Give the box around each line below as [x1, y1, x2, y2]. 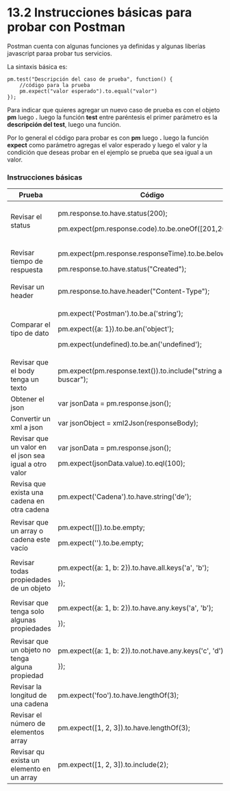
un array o [10, 526, 44, 536]
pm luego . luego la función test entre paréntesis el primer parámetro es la [7, 113, 218, 121]
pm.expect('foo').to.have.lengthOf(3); [57, 690, 179, 700]
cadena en [10, 497, 44, 506]
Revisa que [10, 479, 47, 489]
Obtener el [10, 394, 44, 404]
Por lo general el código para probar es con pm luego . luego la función [7, 134, 209, 142]
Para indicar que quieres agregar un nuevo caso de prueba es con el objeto [7, 105, 220, 114]
